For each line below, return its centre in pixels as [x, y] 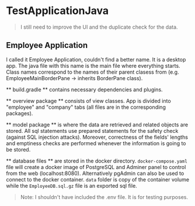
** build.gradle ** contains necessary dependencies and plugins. [84, 90]
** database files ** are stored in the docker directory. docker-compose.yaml [97, 161]
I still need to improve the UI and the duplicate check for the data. [99, 27]
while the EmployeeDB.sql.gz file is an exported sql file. [72, 186]
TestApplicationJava [58, 11]
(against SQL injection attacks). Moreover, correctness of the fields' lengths [97, 137]
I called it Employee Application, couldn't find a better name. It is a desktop [96, 59]
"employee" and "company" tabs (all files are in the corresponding [86, 107]
